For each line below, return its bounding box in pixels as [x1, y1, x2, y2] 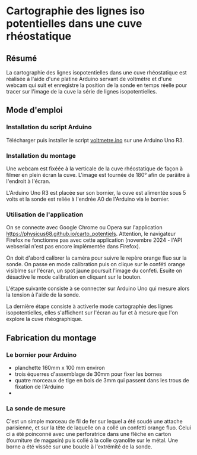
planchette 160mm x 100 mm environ [14, 364, 105, 371]
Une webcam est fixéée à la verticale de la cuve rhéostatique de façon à [6, 165, 183, 172]
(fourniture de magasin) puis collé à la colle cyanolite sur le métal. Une [6, 437, 179, 444]
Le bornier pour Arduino [6, 350, 77, 359]
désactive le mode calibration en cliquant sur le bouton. [6, 273, 142, 281]
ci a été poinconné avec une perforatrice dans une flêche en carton [6, 431, 171, 438]
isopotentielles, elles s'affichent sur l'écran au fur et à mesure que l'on [6, 309, 178, 316]
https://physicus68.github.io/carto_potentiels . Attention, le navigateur [6, 230, 176, 238]
